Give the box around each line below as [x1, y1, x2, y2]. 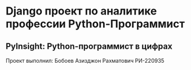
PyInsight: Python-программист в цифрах [5, 41, 173, 51]
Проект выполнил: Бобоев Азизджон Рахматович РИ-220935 [5, 57, 165, 64]
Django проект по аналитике [5, 4, 157, 18]
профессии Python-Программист [5, 17, 186, 31]
